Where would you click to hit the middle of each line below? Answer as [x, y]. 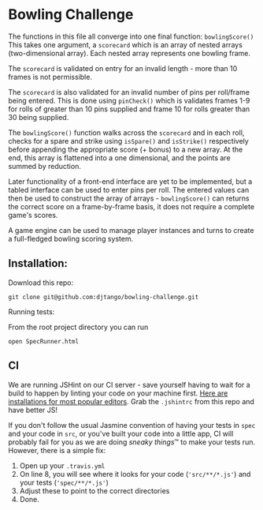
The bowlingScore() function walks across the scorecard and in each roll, [126, 133]
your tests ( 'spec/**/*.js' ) [64, 482]
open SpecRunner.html [44, 341]
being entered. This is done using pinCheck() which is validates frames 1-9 [129, 100]
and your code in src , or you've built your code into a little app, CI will [121, 433]
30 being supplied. [39, 117]
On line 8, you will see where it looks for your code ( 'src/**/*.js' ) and [135, 474]
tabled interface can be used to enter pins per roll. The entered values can [129, 189]
